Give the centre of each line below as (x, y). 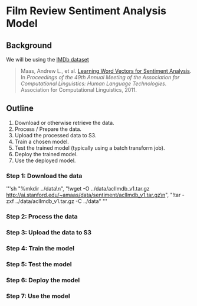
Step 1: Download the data (44, 176)
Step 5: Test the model (39, 264)
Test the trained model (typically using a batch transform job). (90, 148)
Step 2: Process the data (42, 217)
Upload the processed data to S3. (55, 135)
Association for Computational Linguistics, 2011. (79, 90)
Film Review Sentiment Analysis (86, 11)
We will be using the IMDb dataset (48, 59)
